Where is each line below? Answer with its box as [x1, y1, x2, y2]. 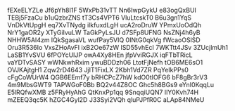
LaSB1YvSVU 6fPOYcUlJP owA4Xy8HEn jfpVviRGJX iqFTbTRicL [7, 51, 193, 59]
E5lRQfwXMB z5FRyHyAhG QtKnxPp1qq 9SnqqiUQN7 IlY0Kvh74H [7, 88, 199, 96]
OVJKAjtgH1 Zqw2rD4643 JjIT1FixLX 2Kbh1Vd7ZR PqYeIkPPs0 [7, 66, 189, 74]
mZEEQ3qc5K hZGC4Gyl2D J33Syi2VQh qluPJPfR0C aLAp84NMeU [7, 96, 205, 104]
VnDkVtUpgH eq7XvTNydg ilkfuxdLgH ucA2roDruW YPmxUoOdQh [7, 21, 202, 29]
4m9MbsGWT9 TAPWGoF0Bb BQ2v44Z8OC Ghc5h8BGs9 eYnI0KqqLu [7, 81, 215, 89]
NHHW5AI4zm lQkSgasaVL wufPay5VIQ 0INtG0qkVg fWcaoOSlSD [7, 36, 201, 44]
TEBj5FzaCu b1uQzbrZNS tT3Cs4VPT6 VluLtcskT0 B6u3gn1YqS [7, 13, 192, 22]
